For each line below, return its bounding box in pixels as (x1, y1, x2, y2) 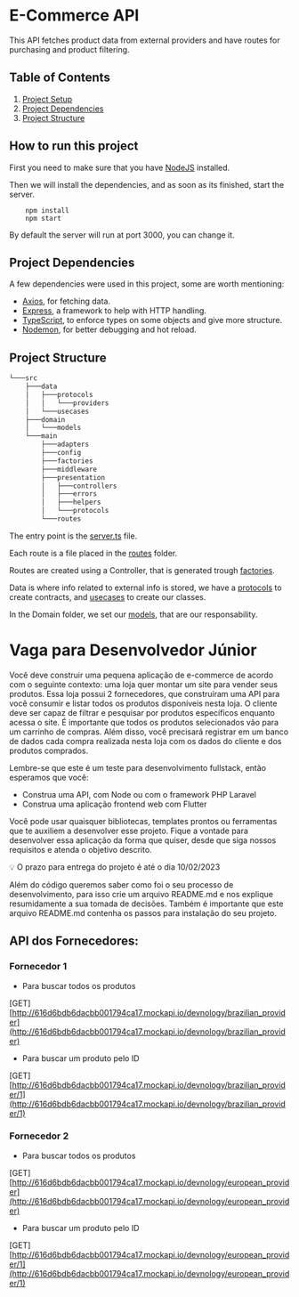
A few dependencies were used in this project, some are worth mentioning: (9, 279, 285, 289)
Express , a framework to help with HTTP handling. (21, 305, 207, 316)
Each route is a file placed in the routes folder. (9, 547, 178, 558)
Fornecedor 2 (9, 1130, 69, 1142)
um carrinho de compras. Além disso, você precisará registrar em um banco (9, 726, 289, 737)
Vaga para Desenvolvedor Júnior (9, 640, 257, 661)
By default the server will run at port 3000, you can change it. (9, 229, 235, 240)
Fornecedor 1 (9, 961, 68, 973)
